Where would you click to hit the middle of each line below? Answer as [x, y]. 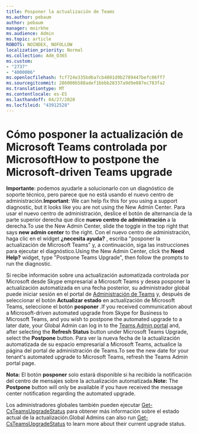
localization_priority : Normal [45, 50]
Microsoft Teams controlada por [87, 147]
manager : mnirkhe [27, 28]
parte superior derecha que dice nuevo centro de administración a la [91, 220]
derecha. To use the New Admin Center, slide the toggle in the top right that [97, 226]
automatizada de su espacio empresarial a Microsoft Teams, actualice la [94, 344]
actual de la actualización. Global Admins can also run [71, 418]
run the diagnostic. [29, 264]
